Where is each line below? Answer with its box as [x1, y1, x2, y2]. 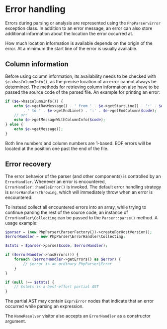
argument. [5, 318, 26, 325]
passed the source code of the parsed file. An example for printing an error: [5, 89, 161, 95]
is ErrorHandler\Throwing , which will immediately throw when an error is [5, 189, 153, 195]
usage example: [5, 220, 38, 226]
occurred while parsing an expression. [5, 303, 84, 310]
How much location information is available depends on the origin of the [5, 40, 153, 46]
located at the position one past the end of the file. [5, 146, 109, 152]
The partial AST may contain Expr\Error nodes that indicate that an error [5, 298, 154, 304]
